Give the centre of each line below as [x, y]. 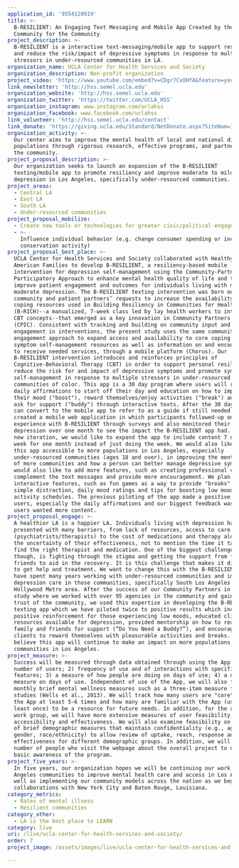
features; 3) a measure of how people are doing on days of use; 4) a [121, 676]
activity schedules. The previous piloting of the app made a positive [122, 497]
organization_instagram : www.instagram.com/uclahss [85, 107]
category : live [30, 827]
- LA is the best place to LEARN [63, 821]
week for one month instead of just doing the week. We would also [116, 444]
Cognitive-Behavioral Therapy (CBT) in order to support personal [114, 365]
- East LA [28, 199]
